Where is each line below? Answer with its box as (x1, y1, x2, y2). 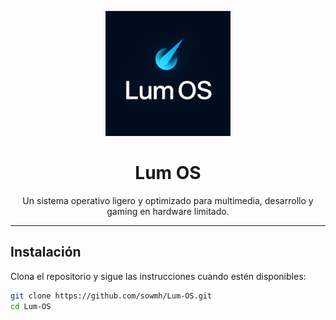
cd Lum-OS (10, 301, 52, 311)
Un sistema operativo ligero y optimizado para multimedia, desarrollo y (22, 194, 314, 206)
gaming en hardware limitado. (106, 205, 230, 217)
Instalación (10, 244, 82, 261)
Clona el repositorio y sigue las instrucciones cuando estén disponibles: (10, 270, 307, 282)
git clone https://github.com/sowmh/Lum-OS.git (10, 291, 213, 301)
